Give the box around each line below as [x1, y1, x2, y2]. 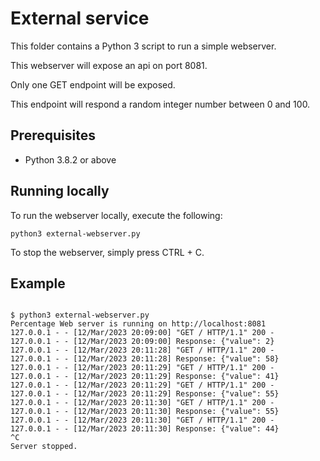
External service [10, 7, 150, 30]
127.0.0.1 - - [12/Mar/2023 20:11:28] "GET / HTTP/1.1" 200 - [10, 345, 275, 356]
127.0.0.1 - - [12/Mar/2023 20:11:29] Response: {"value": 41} [10, 372, 280, 382]
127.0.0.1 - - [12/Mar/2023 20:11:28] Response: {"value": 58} [10, 354, 280, 364]
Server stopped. [10, 442, 78, 452]
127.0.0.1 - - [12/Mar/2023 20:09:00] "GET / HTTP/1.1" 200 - [10, 328, 275, 338]
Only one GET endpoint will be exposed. [10, 78, 176, 91]
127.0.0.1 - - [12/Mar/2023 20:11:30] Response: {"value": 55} [10, 407, 280, 417]
